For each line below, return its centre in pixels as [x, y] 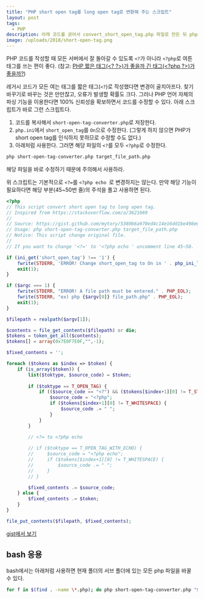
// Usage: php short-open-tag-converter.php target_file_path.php [92, 230]
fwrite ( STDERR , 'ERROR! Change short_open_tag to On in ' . [95, 263]
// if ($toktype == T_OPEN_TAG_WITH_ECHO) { [85, 448]
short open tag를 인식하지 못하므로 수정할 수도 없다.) [78, 137]
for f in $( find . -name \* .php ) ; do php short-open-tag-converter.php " [102, 590]
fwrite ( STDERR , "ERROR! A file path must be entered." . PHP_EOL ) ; [104, 291]
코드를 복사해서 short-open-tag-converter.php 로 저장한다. [86, 122]
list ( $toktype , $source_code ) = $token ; [80, 375]
